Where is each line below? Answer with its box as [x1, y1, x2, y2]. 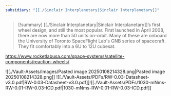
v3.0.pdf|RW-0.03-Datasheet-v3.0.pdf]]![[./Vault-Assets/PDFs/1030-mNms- [5, 79, 166, 85]
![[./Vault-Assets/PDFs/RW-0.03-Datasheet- [56, 74, 149, 80]
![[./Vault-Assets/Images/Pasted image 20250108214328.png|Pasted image [5, 68, 165, 75]
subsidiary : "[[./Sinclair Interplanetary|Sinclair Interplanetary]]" [5, 7, 160, 13]
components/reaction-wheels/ [5, 58, 70, 64]
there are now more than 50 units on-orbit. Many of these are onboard [17, 32, 167, 38]
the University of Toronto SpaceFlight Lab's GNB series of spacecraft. [17, 38, 166, 44]
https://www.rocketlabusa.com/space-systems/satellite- [5, 53, 125, 59]
